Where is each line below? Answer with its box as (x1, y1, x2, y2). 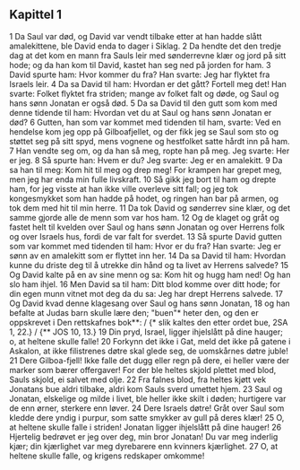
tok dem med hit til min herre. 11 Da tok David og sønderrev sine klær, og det (9, 202, 291, 213)
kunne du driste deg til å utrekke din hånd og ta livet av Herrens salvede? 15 (9, 259, 289, 270)
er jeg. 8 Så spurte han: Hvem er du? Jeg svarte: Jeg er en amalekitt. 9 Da (9, 154, 283, 165)
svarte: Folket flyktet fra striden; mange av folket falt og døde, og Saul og (9, 88, 279, 99)
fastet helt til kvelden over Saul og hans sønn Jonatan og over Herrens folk (9, 222, 285, 232)
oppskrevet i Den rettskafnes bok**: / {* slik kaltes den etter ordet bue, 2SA (9, 317, 288, 327)
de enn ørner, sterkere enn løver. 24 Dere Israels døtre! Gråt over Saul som (9, 403, 285, 413)
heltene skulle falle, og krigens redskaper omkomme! (9, 450, 205, 461)
